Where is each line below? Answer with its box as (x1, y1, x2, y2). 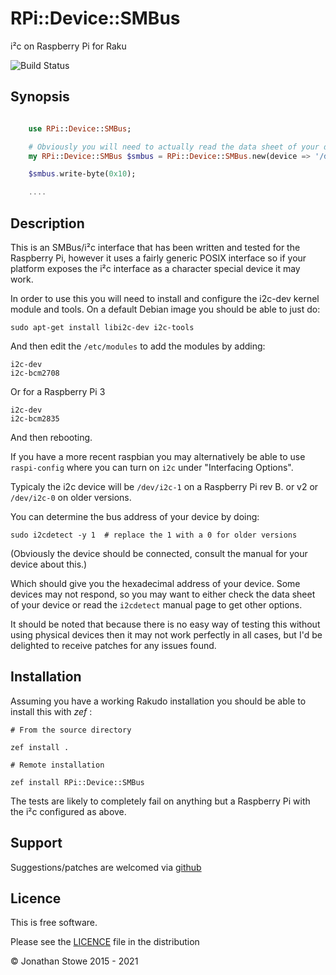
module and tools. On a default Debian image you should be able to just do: (10, 303, 321, 315)
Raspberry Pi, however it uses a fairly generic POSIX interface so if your (10, 252, 307, 264)
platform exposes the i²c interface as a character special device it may (10, 262, 301, 274)
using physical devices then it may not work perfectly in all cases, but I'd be (10, 628, 323, 641)
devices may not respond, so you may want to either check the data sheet (10, 588, 316, 600)
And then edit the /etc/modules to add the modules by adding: (10, 340, 266, 352)
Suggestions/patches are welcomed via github (10, 861, 202, 873)
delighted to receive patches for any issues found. (10, 639, 217, 651)
